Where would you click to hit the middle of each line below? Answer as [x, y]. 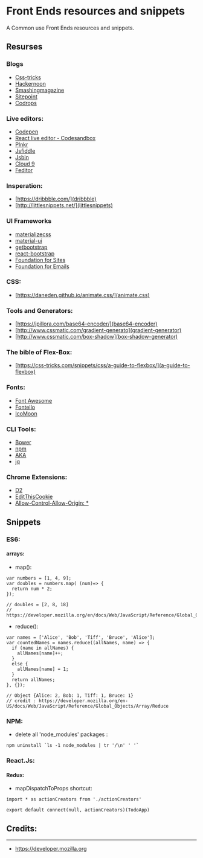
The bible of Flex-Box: [39, 353]
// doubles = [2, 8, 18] [37, 604]
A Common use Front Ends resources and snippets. [70, 28]
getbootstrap [31, 247]
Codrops [26, 103]
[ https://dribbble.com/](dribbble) [56, 199]
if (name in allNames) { [43, 648]
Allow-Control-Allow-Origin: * [52, 503]
